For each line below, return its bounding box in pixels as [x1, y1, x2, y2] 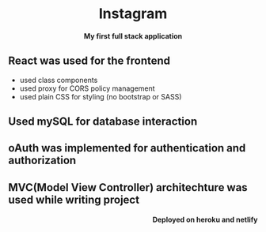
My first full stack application [83, 31, 183, 40]
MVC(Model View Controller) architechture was [8, 181, 248, 194]
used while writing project [8, 193, 140, 206]
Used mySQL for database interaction [8, 114, 198, 128]
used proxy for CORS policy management [19, 84, 156, 93]
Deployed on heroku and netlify [152, 215, 258, 225]
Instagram [98, 5, 168, 23]
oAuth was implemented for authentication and [8, 141, 246, 155]
